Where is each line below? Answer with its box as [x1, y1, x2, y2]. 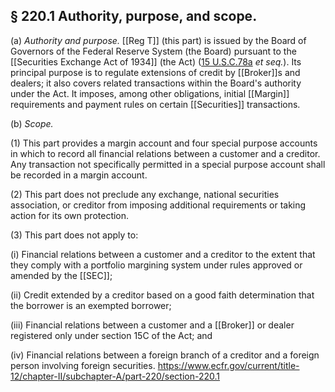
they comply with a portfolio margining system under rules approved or [10, 259, 303, 271]
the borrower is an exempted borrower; [10, 299, 172, 311]
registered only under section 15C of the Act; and [10, 329, 213, 341]
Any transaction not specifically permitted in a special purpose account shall [10, 158, 326, 170]
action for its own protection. [10, 209, 130, 221]
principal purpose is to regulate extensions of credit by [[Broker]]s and [10, 66, 301, 78]
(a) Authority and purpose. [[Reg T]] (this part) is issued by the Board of [10, 34, 307, 46]
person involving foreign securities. [10, 359, 156, 371]
